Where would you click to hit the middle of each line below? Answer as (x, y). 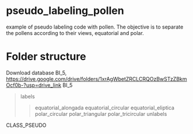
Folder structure (46, 57)
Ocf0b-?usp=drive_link (34, 85)
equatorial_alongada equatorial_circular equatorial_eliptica (105, 107)
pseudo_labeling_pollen (65, 11)
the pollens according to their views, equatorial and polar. (75, 33)
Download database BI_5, (36, 73)
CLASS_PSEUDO (26, 125)
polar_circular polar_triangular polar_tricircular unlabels (101, 114)
